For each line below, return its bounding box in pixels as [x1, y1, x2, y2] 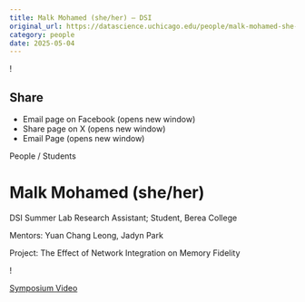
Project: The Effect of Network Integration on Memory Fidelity [9, 248, 241, 258]
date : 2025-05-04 [9, 38, 75, 48]
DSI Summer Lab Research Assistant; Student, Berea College [9, 212, 238, 223]
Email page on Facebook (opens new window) [22, 114, 196, 125]
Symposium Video [9, 283, 78, 293]
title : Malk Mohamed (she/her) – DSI [9, 13, 152, 23]
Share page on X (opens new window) [22, 123, 166, 134]
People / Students [9, 151, 77, 161]
